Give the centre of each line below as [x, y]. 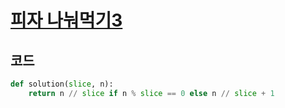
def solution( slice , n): [62, 84]
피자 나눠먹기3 [66, 20]
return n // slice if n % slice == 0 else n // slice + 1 [151, 93]
